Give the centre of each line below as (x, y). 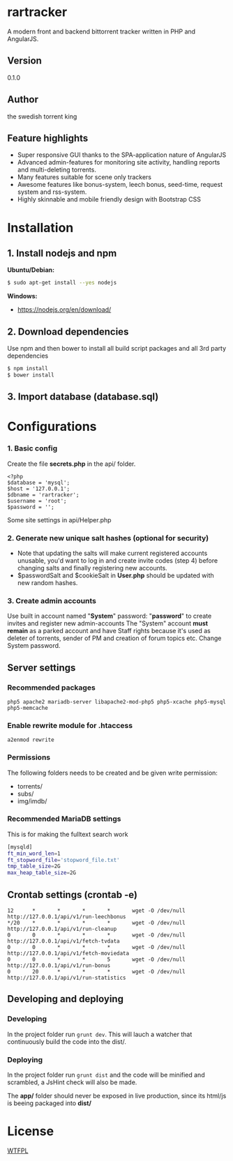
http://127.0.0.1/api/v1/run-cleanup (62, 929)
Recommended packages (51, 688)
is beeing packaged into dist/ (50, 1103)
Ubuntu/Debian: (31, 270)
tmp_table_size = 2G (34, 866)
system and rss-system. (52, 192)
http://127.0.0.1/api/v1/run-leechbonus (67, 917)
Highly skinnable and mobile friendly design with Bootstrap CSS (109, 199)
